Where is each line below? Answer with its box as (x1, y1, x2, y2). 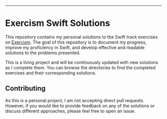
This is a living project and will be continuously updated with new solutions (5, 59, 158, 65)
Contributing (5, 84, 46, 93)
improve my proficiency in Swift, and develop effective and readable (5, 44, 145, 50)
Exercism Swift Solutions (5, 18, 110, 29)
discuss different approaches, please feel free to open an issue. (5, 108, 136, 114)
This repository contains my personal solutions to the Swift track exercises (5, 34, 158, 40)
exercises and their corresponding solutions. (5, 70, 96, 76)
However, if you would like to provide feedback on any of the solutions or (5, 103, 155, 109)
